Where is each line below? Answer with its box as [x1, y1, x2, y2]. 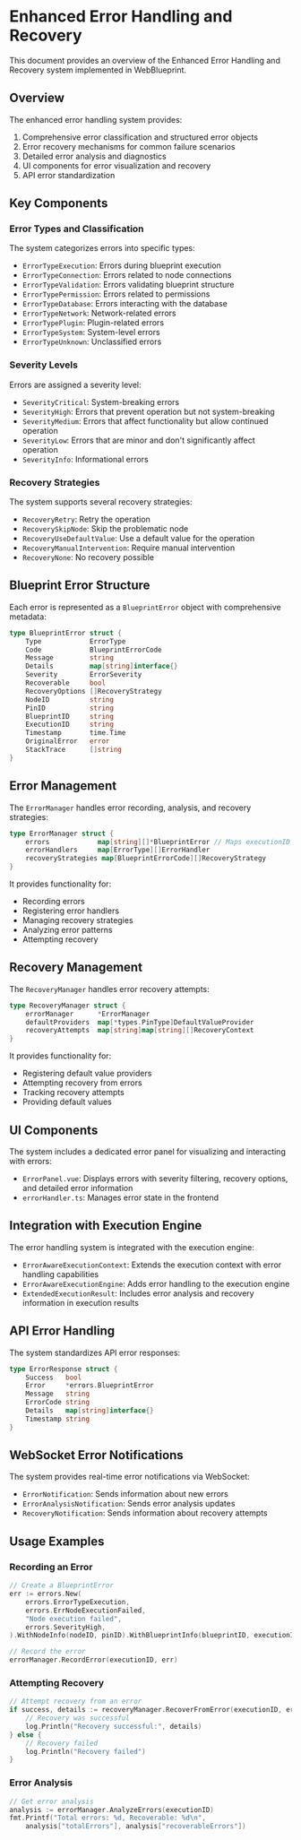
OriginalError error [25, 737, 110, 746]
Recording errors [21, 896, 85, 907]
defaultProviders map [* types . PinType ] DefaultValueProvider [25, 1017, 254, 1027]
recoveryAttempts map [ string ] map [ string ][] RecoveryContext [25, 1026, 254, 1035]
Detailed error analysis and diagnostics [21, 151, 168, 161]
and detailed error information [21, 1183, 133, 1194]
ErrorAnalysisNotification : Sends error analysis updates [21, 1499, 236, 1509]
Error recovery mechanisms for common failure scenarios [21, 141, 236, 151]
